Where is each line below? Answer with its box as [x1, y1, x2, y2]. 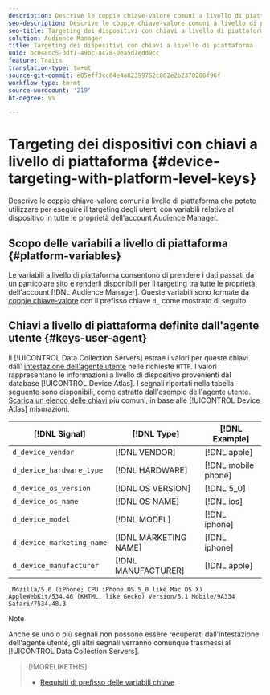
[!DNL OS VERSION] [115, 482, 191, 494]
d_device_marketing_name [12, 538, 108, 547]
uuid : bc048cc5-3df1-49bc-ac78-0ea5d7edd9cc [8, 49, 160, 57]
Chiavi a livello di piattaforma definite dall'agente [8, 319, 260, 333]
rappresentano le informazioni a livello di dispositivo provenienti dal [8, 370, 231, 380]
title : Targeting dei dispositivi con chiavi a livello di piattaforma [8, 42, 253, 50]
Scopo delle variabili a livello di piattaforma [8, 236, 228, 250]
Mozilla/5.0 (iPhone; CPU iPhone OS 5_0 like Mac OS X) [11, 585, 203, 594]
